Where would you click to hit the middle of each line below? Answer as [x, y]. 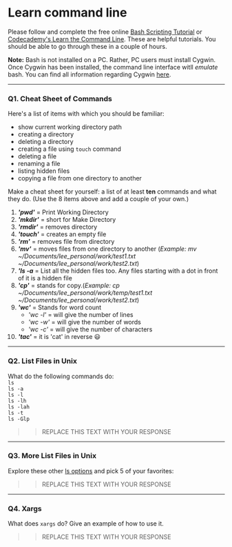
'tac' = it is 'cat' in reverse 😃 [59, 337]
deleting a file [37, 156]
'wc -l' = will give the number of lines [81, 315]
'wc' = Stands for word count [60, 307]
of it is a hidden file [45, 278]
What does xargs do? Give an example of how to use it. [86, 524]
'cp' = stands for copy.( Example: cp [68, 286]
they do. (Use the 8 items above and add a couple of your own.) [98, 199]
